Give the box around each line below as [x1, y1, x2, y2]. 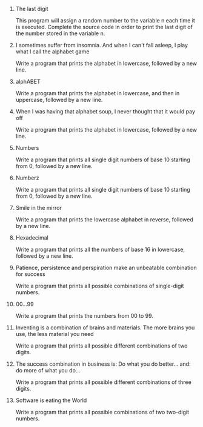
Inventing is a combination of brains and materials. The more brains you [15, 324, 195, 331]
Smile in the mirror [15, 204, 62, 211]
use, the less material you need [15, 331, 94, 337]
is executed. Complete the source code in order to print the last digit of [15, 24, 193, 30]
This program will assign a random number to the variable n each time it [15, 17, 196, 24]
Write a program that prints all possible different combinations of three [15, 378, 191, 386]
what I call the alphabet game [15, 48, 90, 55]
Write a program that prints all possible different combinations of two [15, 342, 188, 349]
